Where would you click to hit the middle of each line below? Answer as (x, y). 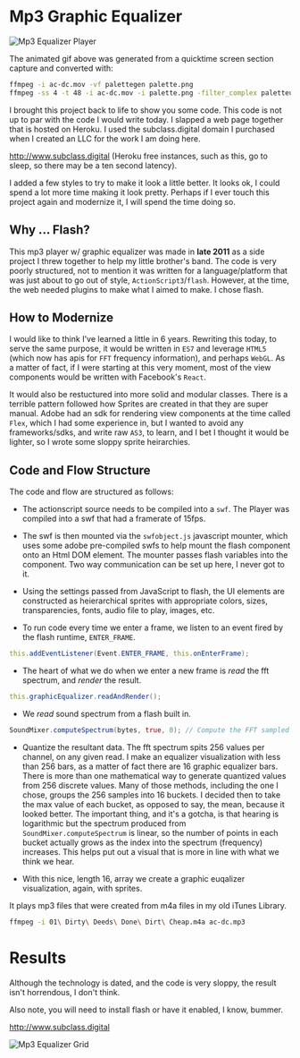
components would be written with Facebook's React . (108, 377)
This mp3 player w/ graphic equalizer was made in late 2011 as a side (137, 252)
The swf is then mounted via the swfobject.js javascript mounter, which (155, 536)
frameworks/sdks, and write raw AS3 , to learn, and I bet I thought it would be (149, 432)
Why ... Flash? (50, 230)
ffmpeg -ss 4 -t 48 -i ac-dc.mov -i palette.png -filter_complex (133, 93)
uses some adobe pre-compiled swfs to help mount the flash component (156, 546)
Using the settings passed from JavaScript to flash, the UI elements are (154, 592)
